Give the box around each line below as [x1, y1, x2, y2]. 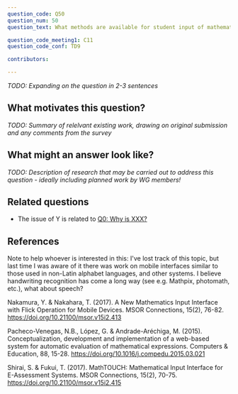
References [7, 235, 59, 247]
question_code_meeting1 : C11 [7, 36, 93, 43]
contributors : [7, 56, 50, 63]
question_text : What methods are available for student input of [7, 23, 204, 31]
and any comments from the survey [7, 128, 112, 137]
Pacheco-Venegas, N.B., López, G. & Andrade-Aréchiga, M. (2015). [7, 327, 203, 336]
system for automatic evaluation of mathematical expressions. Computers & [7, 342, 228, 351]
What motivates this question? [7, 102, 146, 114]
